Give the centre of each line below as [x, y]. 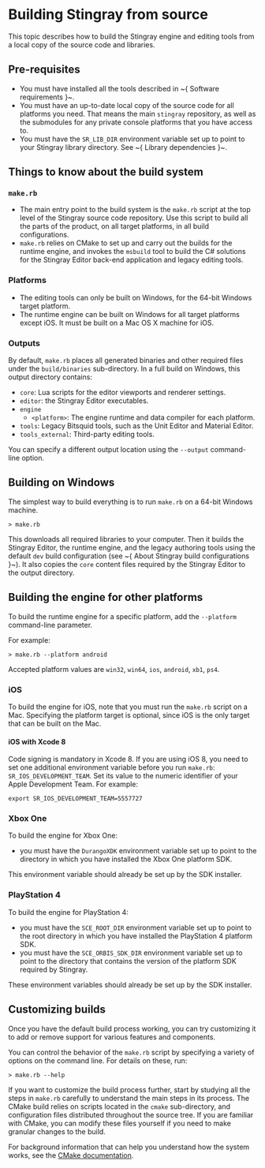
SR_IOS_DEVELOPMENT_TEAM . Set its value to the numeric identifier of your [123, 776]
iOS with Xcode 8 [37, 741]
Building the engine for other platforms [106, 597]
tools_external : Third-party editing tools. [87, 435]
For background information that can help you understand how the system [129, 1147]
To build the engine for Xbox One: [63, 836]
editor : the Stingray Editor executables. [84, 401]
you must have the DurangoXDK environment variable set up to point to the [138, 851]
